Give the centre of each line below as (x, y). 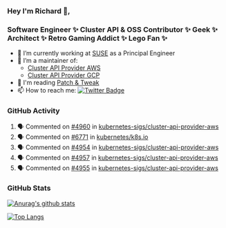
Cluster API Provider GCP (64, 75)
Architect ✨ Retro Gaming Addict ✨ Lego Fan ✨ (87, 38)
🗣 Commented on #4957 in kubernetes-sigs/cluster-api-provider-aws (118, 158)
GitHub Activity (34, 111)
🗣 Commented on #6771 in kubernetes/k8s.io (83, 137)
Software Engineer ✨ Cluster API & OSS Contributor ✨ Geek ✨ (112, 29)
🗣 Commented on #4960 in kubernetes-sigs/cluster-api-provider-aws (118, 126)
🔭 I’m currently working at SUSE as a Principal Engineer (96, 53)
